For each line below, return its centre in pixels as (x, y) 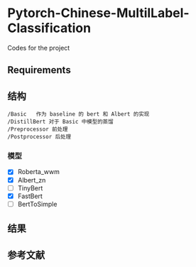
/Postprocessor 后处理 (39, 137)
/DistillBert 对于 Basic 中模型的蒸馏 (60, 122)
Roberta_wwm (39, 172)
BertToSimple (37, 204)
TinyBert (30, 188)
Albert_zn (32, 180)
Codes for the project (39, 48)
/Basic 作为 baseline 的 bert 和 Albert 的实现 (78, 114)
